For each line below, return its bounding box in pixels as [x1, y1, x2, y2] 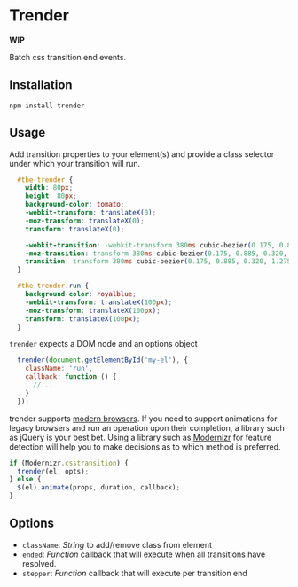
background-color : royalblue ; [25, 290, 137, 299]
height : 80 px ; [25, 192, 77, 200]
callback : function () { [25, 372, 117, 381]
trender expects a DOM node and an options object [9, 339, 198, 349]
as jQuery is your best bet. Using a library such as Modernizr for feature [9, 432, 272, 442]
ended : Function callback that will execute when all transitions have [21, 549, 266, 560]
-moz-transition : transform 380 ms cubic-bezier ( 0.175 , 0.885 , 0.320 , [25, 249, 288, 258]
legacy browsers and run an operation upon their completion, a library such [9, 422, 286, 433]
